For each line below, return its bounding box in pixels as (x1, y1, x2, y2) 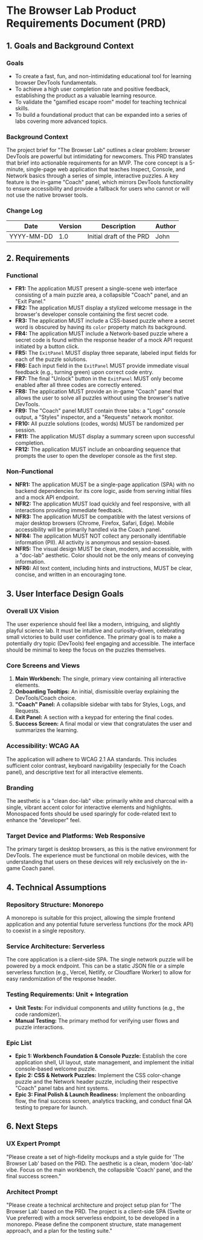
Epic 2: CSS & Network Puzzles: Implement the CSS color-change (14, 1071, 181, 1078)
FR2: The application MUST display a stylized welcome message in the (14, 304, 192, 312)
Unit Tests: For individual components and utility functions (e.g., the (14, 1004, 185, 1011)
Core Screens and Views (6, 661, 80, 670)
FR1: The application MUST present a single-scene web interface (14, 285, 178, 292)
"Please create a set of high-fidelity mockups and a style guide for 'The (6, 1153, 184, 1160)
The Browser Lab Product (6, 4, 137, 18)
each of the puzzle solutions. (14, 355, 88, 363)
